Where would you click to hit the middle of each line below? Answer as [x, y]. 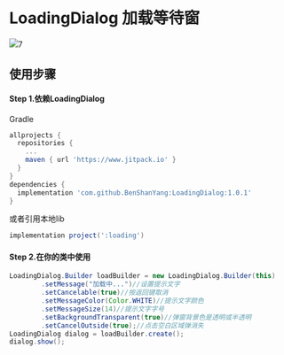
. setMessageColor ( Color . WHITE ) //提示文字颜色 [122, 301]
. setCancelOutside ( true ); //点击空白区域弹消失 [122, 325]
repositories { [45, 143]
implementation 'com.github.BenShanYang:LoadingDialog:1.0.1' [134, 193]
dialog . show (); [37, 342]
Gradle [21, 119]
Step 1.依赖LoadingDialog [57, 98]
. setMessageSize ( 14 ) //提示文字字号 [103, 309]
